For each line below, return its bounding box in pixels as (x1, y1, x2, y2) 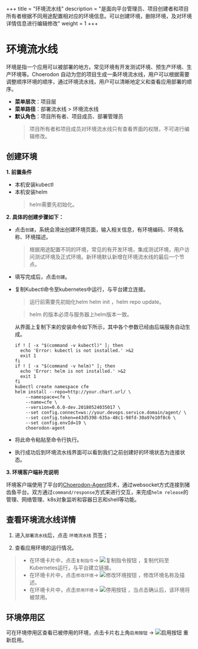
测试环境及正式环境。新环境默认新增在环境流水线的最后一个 (34, 253, 180, 260)
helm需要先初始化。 (29, 201, 78, 208)
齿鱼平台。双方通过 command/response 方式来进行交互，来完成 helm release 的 (6, 489, 189, 496)
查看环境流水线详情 (6, 515, 76, 525)
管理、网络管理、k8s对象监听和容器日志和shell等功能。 (6, 496, 140, 503)
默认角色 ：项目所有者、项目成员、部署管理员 (14, 113, 124, 120)
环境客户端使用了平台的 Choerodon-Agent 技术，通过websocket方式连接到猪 (6, 481, 190, 488)
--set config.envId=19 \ (25, 419, 87, 426)
